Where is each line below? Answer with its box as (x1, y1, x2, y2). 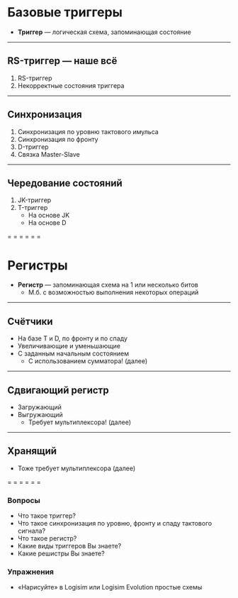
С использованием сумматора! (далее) (28, 357, 148, 365)
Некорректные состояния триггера (17, 81, 125, 89)
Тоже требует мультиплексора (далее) (17, 464, 136, 472)
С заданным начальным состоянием (17, 349, 130, 358)
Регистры (7, 257, 69, 273)
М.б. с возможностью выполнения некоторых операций (28, 288, 199, 297)
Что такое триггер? (17, 511, 76, 520)
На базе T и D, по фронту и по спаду (17, 334, 127, 343)
